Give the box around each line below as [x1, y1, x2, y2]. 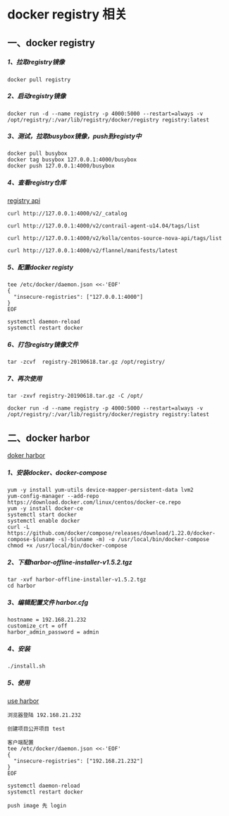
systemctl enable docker [7, 517, 80, 525]
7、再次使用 [7, 374, 42, 382]
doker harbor [7, 451, 46, 460]
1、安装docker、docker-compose [7, 468, 108, 477]
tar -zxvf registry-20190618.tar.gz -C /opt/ [7, 393, 143, 400]
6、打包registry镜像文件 [7, 341, 79, 349]
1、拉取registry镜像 [7, 58, 65, 66]
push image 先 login [7, 803, 67, 810]
